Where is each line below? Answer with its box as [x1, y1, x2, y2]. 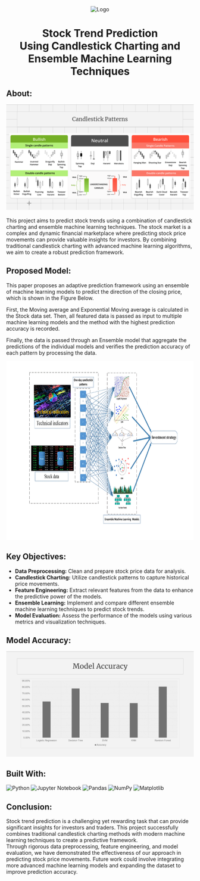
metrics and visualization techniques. [14, 618, 107, 625]
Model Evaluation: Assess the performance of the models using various [14, 612, 192, 619]
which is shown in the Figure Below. [6, 294, 94, 302]
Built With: [6, 768, 46, 778]
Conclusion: [6, 802, 52, 812]
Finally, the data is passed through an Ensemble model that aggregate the [6, 336, 187, 343]
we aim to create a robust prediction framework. [6, 249, 124, 256]
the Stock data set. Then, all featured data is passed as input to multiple [6, 312, 183, 319]
